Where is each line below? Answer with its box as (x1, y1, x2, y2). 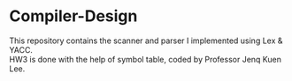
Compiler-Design (9, 6, 138, 26)
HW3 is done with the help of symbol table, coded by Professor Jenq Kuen (9, 54, 281, 64)
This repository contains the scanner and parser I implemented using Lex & (9, 35, 283, 46)
